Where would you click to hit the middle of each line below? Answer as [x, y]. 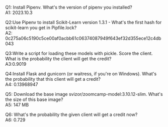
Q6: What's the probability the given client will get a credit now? [71, 114]
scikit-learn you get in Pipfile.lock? [41, 28]
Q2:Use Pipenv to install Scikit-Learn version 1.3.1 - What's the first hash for [83, 22]
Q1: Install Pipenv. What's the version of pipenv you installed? [69, 7]
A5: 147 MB [17, 105]
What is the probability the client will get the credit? [58, 59]
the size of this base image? [34, 99]
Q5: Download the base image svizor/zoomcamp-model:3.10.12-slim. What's [84, 94]
